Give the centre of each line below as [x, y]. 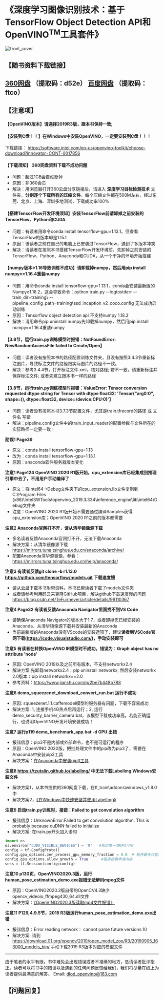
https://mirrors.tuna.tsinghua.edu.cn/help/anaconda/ [65, 562]
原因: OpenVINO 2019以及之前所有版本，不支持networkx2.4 [72, 664]
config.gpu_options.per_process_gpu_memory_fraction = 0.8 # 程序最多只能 [82, 854]
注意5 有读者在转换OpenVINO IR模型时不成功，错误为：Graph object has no [82, 649]
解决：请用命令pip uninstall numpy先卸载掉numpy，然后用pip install [80, 321]
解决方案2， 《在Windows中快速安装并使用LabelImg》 [64, 800]
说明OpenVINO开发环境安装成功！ [59, 722]
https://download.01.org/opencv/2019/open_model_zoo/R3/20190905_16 [85, 941]
